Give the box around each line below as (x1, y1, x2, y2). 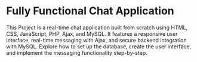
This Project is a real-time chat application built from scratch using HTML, (6, 24, 188, 31)
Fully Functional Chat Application (6, 4, 174, 18)
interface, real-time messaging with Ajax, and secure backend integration (6, 36, 187, 44)
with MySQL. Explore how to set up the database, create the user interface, (6, 43, 192, 50)
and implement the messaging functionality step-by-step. (6, 49, 147, 56)
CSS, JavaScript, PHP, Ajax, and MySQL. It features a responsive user (6, 30, 178, 37)
